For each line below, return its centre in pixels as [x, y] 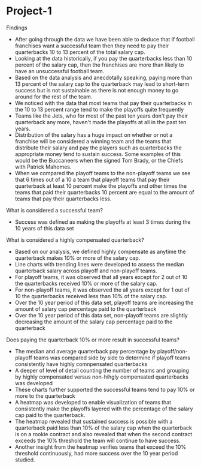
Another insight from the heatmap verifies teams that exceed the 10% [100, 447]
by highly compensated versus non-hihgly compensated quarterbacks [101, 377]
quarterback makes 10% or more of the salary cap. [77, 258]
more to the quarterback [45, 396]
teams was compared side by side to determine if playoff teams [112, 358]
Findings [17, 28]
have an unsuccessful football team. [60, 71]
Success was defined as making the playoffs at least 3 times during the [103, 222]
